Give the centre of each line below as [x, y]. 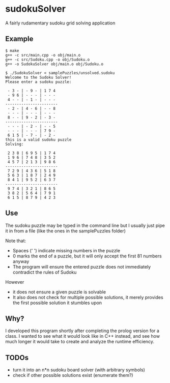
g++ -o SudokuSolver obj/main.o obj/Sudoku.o [54, 64]
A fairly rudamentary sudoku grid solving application [60, 23]
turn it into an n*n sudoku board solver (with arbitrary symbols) [79, 370]
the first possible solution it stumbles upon [57, 303]
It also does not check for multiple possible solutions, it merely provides [88, 297]
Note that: [16, 241]
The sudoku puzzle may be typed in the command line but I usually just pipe [85, 225]
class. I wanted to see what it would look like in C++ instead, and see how [83, 336]
